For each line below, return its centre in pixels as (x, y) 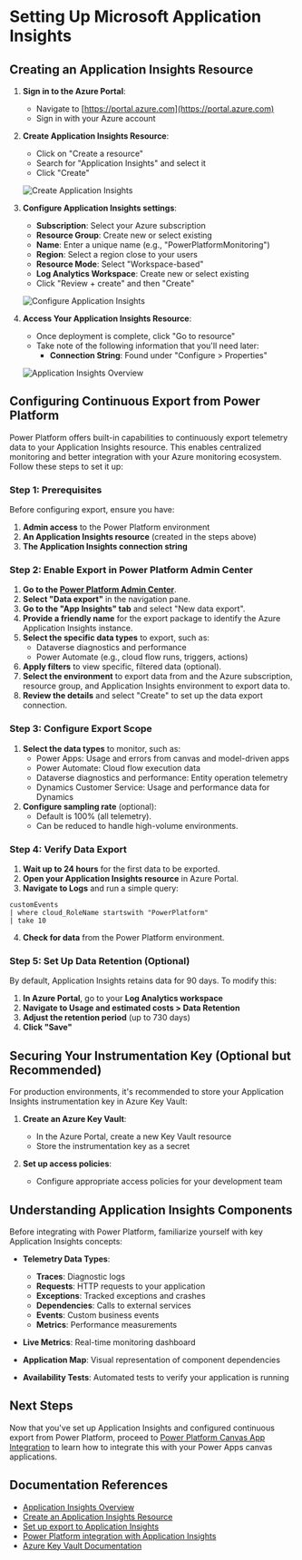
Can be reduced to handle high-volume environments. (137, 825)
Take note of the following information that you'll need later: (148, 346)
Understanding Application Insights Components (151, 1209)
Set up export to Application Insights (91, 1526)
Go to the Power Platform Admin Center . (99, 590)
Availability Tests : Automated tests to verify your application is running (156, 1377)
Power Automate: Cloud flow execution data (118, 767)
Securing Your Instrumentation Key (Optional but (151, 1055)
